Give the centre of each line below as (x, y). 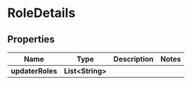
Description (133, 59)
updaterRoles (34, 71)
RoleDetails (41, 13)
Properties (31, 39)
